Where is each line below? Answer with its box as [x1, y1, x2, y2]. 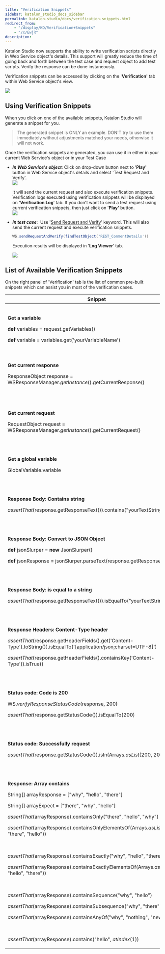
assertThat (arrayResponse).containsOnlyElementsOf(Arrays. [7, 824, 149, 831]
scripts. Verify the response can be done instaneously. [5, 63, 115, 69]
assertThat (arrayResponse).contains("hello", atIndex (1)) [7, 936, 139, 943]
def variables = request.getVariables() [7, 326, 96, 333]
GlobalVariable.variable [7, 467, 61, 474]
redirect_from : [5, 21, 36, 26]
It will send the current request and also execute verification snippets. [12, 189, 154, 195]
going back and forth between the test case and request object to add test [5, 58, 156, 64]
